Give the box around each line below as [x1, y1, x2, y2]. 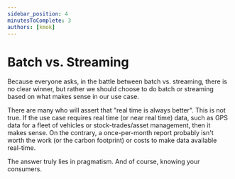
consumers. [7, 165, 43, 173]
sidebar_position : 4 [7, 10, 69, 18]
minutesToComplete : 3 [7, 17, 72, 24]
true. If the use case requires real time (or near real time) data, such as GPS [7, 114, 229, 122]
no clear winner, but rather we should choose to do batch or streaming [7, 85, 214, 93]
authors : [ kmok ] [7, 23, 55, 30]
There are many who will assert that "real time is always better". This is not [7, 106, 226, 115]
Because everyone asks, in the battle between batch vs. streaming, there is [7, 77, 227, 86]
